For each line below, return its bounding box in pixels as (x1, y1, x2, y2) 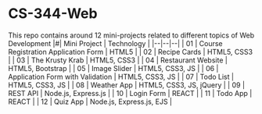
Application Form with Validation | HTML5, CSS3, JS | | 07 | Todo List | (8, 72, 235, 81)
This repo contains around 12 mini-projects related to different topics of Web (8, 30, 255, 40)
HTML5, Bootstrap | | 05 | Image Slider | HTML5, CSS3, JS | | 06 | (8, 63, 219, 73)
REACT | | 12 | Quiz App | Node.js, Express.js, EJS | (8, 97, 172, 106)
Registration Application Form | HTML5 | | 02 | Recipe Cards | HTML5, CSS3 (8, 47, 253, 56)
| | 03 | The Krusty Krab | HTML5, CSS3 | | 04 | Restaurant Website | (8, 55, 228, 65)
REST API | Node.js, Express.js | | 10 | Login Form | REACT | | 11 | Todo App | (8, 88, 253, 98)
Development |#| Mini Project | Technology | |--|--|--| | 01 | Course (8, 38, 223, 48)
